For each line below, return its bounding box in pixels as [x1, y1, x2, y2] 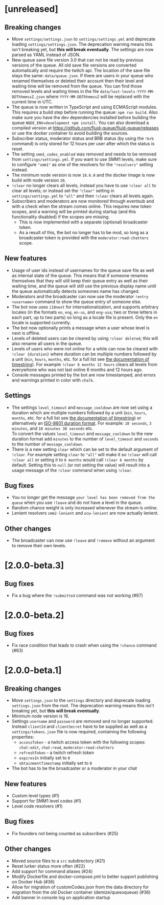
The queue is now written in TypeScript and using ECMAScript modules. [11, 104, 158, 110]
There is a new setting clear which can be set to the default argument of [11, 446, 159, 452]
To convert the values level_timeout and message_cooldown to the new [11, 431, 153, 437]
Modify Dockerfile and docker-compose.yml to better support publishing [11, 874, 159, 879]
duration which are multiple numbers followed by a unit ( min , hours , [11, 409, 147, 415]
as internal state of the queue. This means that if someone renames [11, 272, 148, 279]
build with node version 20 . [11, 177, 66, 183]
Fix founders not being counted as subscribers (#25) [11, 830, 118, 836]
